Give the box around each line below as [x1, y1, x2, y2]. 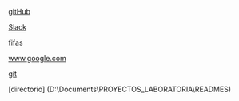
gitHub [8, 7, 30, 16]
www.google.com [8, 54, 66, 63]
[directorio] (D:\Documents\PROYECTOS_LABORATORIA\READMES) [8, 84, 232, 94]
